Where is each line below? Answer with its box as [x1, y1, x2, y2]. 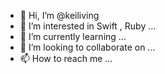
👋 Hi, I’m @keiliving [19, 10, 100, 21]
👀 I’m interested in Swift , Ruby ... [19, 20, 157, 32]
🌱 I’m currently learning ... [19, 31, 127, 42]
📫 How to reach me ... [19, 53, 113, 64]
